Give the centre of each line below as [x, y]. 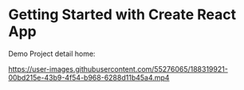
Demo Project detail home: [52, 53]
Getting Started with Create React [122, 15]
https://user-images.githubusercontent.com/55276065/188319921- [118, 68]
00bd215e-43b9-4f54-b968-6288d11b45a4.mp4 [89, 77]
